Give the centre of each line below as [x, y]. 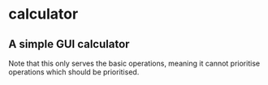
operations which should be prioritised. [74, 72]
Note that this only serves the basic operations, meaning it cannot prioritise [134, 63]
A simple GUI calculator [69, 44]
